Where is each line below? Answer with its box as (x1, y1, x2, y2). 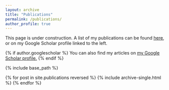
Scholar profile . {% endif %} (5, 55, 64, 61)
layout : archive (5, 7, 39, 12)
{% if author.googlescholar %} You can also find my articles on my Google (5, 50, 160, 56)
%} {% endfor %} (5, 80, 42, 86)
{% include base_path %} (5, 65, 59, 71)
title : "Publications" (5, 12, 53, 17)
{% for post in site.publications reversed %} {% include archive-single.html (5, 74, 161, 80)
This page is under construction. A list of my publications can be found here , (5, 35, 164, 41)
